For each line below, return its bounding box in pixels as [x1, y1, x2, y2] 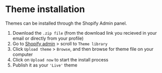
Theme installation [5, 4, 85, 15]
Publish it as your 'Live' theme [12, 62, 77, 68]
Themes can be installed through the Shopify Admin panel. [5, 20, 127, 26]
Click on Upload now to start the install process [12, 56, 109, 62]
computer [12, 51, 33, 57]
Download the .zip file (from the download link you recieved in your [12, 30, 157, 36]
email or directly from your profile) [12, 35, 84, 41]
